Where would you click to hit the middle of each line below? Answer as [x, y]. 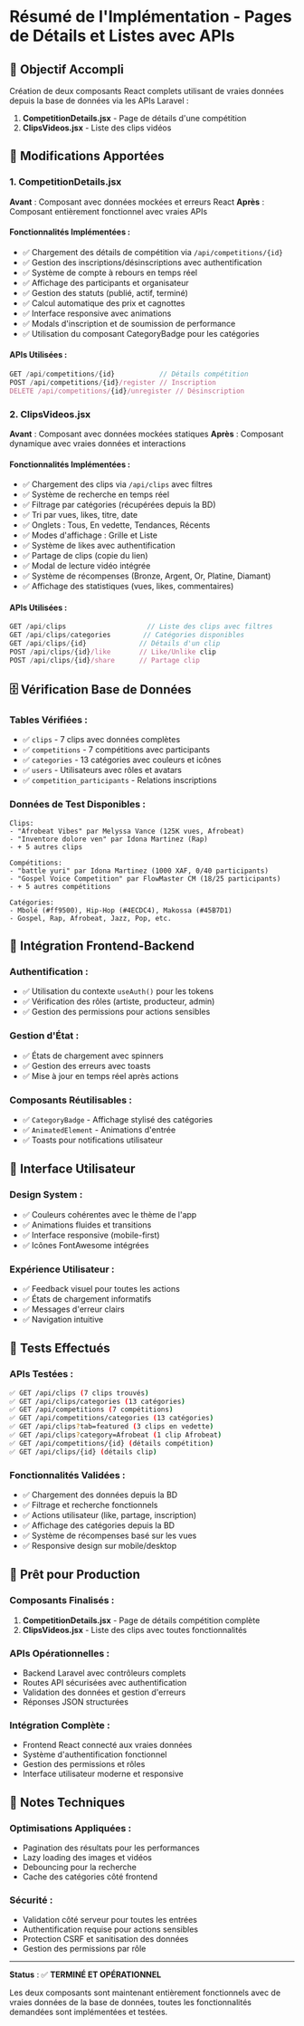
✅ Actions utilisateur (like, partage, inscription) [109, 1515]
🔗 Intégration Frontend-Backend [102, 946]
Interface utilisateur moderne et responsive [103, 1774]
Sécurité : [31, 1900]
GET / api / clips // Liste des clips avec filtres [141, 626]
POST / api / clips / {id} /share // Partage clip [105, 660]
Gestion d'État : [44, 1036]
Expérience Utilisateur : [62, 1269]
